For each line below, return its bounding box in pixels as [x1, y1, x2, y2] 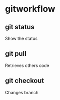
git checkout [5, 77, 44, 85]
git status [5, 23, 35, 31]
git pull [5, 50, 27, 58]
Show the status [5, 35, 38, 41]
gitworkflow [5, 3, 56, 15]
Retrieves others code [5, 62, 50, 68]
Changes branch [5, 89, 39, 95]
